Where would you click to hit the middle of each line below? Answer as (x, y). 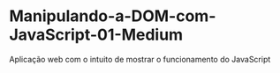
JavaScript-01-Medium (96, 35)
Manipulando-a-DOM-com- (113, 16)
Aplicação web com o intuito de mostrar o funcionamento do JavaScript (140, 59)
